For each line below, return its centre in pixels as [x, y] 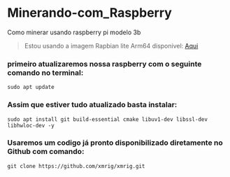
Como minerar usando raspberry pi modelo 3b [74, 32]
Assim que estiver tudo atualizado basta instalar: [92, 105]
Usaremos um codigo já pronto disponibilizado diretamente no [115, 143]
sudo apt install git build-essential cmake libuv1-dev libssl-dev [108, 119]
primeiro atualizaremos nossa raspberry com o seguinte [105, 64]
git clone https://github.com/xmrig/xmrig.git [76, 166]
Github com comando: [46, 152]
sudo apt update [31, 87]
